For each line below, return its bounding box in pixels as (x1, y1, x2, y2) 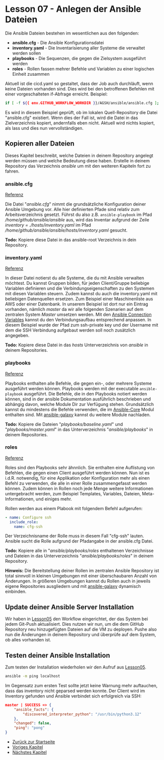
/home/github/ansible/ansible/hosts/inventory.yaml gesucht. (5, 227, 128, 233)
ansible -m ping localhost (5, 674, 60, 679)
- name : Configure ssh (5, 515, 52, 520)
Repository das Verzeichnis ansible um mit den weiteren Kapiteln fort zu (5, 163, 151, 169)
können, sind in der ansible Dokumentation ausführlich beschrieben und (5, 396, 151, 402)
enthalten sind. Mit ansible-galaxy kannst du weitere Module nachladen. (5, 412, 151, 418)
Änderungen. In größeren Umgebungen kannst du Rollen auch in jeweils (5, 578, 151, 584)
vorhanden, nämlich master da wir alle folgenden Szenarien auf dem (5, 306, 144, 312)
